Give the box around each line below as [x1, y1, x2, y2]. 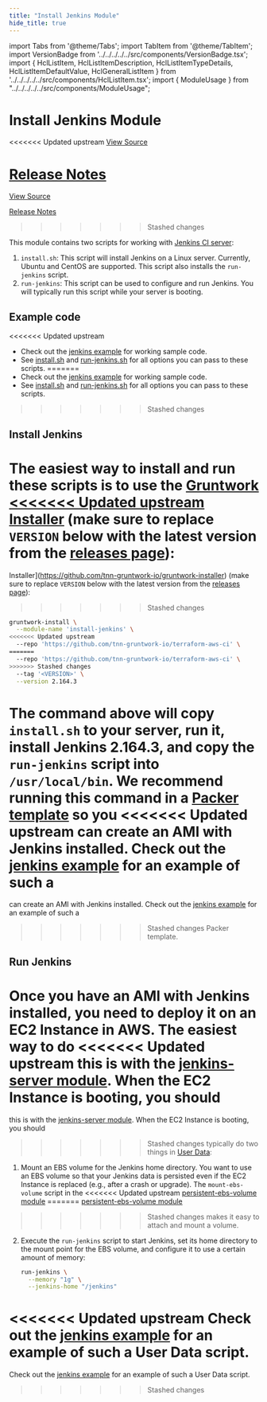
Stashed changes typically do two [147, 1138, 259, 1148]
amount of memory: [20, 1252, 86, 1262]
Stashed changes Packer [147, 924, 230, 933]
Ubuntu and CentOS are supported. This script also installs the [20, 262, 226, 271]
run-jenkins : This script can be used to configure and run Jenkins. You [20, 279, 253, 288]
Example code [9, 310, 81, 323]
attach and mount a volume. [147, 1220, 239, 1230]
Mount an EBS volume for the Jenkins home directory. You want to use [20, 1162, 253, 1172]
